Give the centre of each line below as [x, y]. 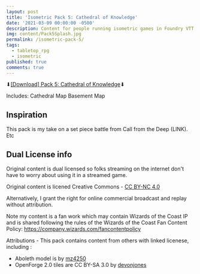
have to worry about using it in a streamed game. [67, 175]
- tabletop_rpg [31, 51]
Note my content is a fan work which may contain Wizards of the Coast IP [97, 216]
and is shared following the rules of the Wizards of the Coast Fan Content [97, 223]
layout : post [22, 12]
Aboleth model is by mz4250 [51, 258]
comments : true [25, 67]
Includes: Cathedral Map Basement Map [56, 96]
